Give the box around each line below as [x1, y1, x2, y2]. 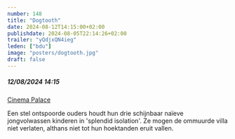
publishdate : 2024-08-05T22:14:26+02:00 [7, 29, 128, 37]
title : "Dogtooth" [7, 17, 61, 24]
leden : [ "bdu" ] [7, 43, 52, 50]
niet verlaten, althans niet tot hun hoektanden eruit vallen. [7, 124, 174, 132]
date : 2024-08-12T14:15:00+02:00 [7, 23, 105, 30]
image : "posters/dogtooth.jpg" [7, 50, 99, 57]
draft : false [7, 56, 46, 63]
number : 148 [7, 10, 42, 18]
